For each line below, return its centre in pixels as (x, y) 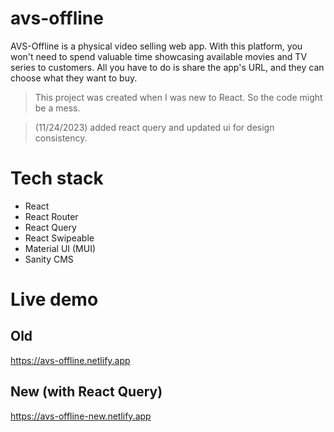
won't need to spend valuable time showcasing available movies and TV (159, 56)
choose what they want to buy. (74, 78)
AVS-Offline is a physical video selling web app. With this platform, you (156, 46)
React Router (51, 216)
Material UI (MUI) (60, 248)
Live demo (54, 299)
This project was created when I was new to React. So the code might (178, 97)
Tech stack (57, 178)
